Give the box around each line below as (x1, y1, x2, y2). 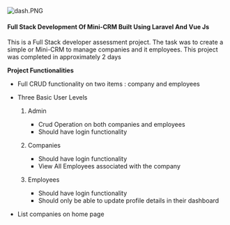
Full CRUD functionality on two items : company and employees (17, 80, 200, 88)
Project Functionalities (7, 66, 75, 75)
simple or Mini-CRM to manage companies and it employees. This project (7, 45, 218, 54)
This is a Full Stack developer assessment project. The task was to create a (7, 38, 224, 47)
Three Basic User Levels (17, 93, 88, 102)
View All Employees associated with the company (38, 162, 181, 171)
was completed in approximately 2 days (7, 53, 122, 61)
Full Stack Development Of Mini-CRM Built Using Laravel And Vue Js (7, 22, 210, 31)
